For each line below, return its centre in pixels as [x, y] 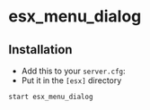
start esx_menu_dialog [51, 97]
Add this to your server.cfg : [74, 71]
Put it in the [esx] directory [71, 80]
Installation [40, 50]
